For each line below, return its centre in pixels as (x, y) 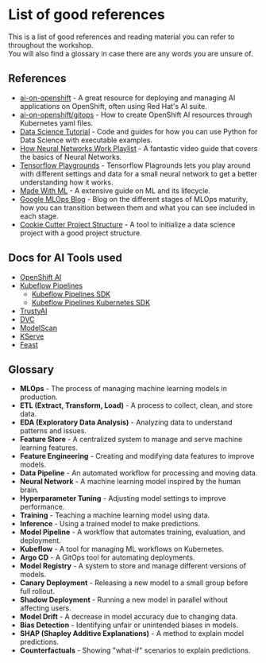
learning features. (48, 448)
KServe (32, 336)
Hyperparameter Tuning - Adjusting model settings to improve (123, 498)
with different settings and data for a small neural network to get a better (139, 173)
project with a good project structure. (81, 233)
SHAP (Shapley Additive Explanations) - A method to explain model (132, 634)
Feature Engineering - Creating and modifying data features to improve (137, 456)
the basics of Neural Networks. (71, 157)
